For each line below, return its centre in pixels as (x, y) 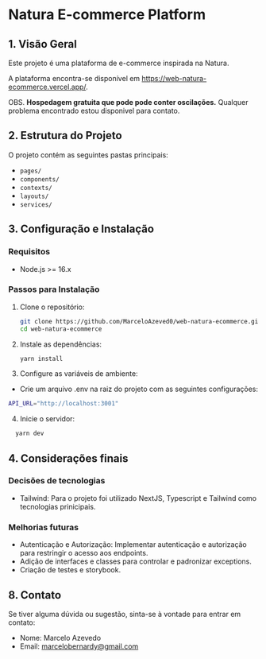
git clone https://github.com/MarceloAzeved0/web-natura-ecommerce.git (141, 321)
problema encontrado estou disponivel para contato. (94, 110)
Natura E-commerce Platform (107, 15)
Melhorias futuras (44, 527)
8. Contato (35, 595)
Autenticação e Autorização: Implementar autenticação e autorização (133, 545)
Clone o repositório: (52, 307)
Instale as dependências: (60, 344)
